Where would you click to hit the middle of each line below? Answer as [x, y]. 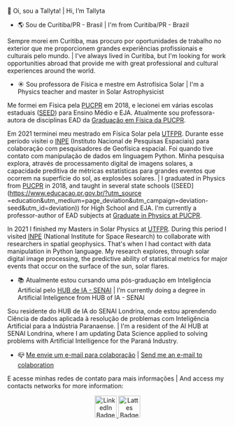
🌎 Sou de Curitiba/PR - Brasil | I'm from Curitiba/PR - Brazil [103, 25]
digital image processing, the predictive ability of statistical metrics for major [117, 258]
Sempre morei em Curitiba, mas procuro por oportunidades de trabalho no [114, 41]
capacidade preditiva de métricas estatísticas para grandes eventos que [111, 171]
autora [17, 120]
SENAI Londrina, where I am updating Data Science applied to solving [108, 333]
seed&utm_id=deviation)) [43, 208]
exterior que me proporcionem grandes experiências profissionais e [105, 48]
